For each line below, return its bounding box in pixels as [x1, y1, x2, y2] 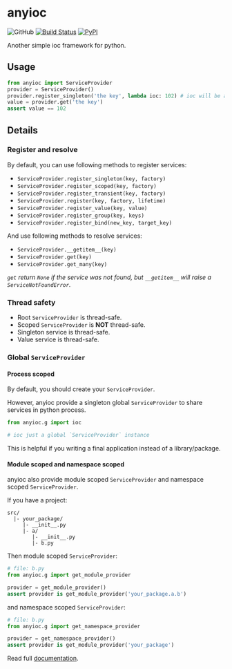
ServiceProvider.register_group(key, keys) [17, 212, 145, 219]
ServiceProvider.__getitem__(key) [17, 246, 117, 253]
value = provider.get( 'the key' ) [7, 99, 104, 106]
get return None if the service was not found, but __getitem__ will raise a [7, 273, 212, 281]
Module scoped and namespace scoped [7, 460, 125, 468]
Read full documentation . [7, 654, 79, 663]
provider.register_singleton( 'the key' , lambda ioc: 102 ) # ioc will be [7, 92, 221, 100]
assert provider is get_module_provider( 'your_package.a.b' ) [7, 590, 187, 597]
